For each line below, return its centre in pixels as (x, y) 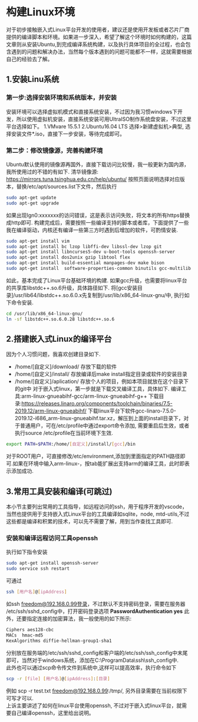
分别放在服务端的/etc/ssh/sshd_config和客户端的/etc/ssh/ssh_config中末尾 (97, 652)
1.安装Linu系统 (33, 79)
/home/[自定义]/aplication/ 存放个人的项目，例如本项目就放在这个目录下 (102, 381)
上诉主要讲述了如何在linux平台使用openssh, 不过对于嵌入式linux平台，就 (94, 705)
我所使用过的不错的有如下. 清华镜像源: (52, 172)
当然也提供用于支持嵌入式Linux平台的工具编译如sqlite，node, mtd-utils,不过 (98, 514)
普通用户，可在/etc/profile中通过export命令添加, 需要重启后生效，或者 (105, 426)
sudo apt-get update (32, 197)
